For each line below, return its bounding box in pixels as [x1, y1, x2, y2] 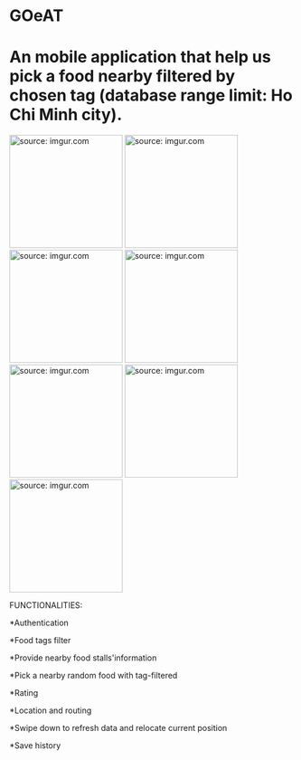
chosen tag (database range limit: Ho [9, 85, 293, 106]
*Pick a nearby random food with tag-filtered [9, 670, 178, 681]
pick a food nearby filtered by [9, 66, 236, 87]
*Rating [9, 688, 39, 698]
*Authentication [9, 617, 70, 629]
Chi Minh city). [9, 105, 123, 125]
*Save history [9, 740, 61, 751]
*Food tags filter [9, 635, 71, 646]
